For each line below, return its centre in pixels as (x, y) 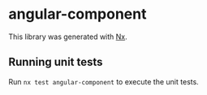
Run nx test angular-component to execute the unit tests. (103, 81)
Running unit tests (56, 62)
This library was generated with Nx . (68, 37)
